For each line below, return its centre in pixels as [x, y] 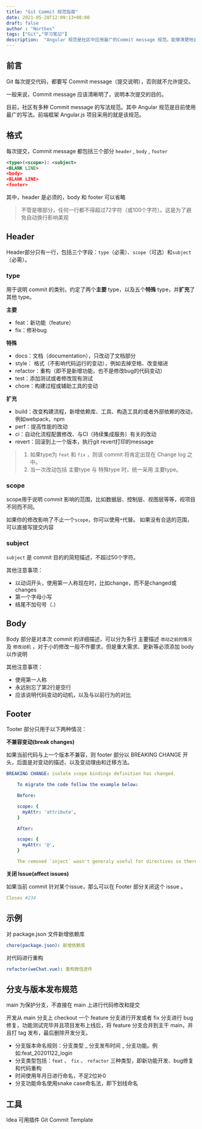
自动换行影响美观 [47, 217]
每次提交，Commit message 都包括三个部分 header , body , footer [87, 151]
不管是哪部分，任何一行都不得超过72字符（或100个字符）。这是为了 [103, 210]
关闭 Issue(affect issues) [38, 873]
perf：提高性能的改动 [41, 427]
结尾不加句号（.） [37, 604]
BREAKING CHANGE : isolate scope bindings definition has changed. [91, 774]
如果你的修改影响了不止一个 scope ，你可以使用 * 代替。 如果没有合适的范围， [99, 520]
